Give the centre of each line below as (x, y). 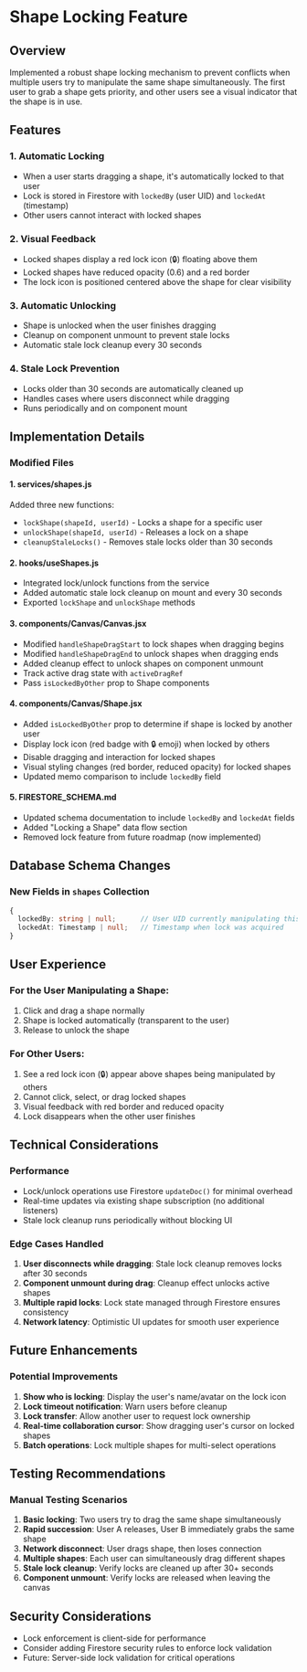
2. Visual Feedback (53, 238)
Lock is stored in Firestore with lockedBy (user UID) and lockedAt (144, 196)
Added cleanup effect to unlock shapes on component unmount (143, 663)
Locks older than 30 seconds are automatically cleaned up (133, 388)
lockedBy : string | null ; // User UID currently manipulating (149, 919)
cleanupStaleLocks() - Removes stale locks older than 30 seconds (148, 542)
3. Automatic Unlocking (63, 305)
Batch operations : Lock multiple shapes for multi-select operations (149, 1444)
